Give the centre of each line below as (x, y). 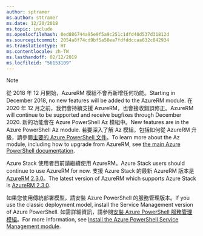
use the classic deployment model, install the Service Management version (100, 204)
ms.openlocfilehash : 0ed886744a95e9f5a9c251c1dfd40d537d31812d (88, 35)
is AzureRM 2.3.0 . (28, 185)
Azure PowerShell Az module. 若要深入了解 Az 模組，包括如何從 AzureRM (98, 130)
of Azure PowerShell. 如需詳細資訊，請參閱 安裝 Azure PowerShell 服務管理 (99, 212)
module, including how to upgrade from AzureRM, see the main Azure (93, 144)
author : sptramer (28, 12)
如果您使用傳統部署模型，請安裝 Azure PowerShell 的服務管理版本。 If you (98, 198)
